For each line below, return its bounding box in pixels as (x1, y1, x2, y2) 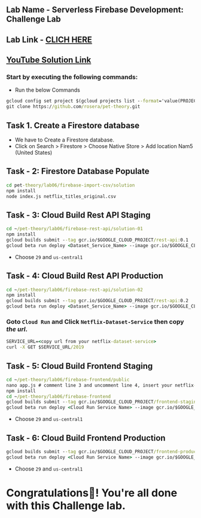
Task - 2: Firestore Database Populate (6, 166, 150, 176)
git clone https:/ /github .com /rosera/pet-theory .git (6, 104, 141, 110)
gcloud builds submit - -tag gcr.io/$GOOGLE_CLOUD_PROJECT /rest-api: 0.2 (6, 298, 188, 304)
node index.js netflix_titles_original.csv (6, 193, 117, 200)
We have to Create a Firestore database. (14, 136, 115, 143)
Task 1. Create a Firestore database (6, 120, 140, 131)
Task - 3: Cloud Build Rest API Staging (6, 210, 151, 220)
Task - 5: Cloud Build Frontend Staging (6, 361, 153, 371)
